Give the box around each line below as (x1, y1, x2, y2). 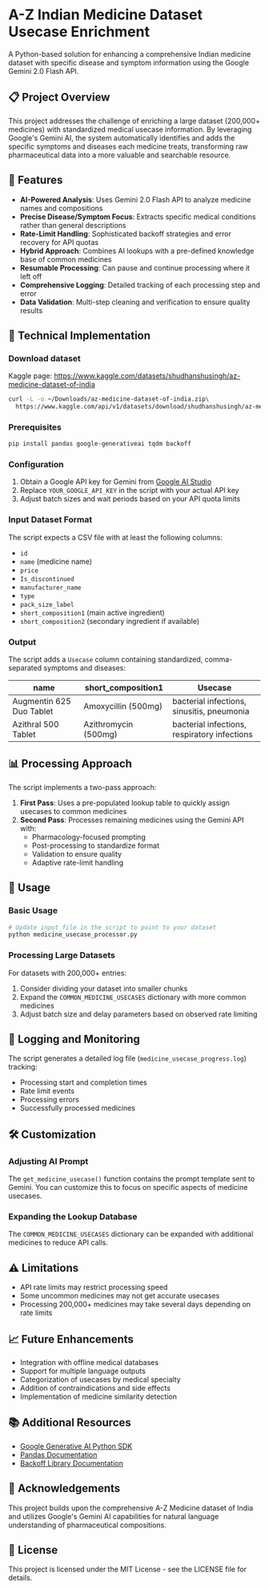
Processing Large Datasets (8, 950, 116, 961)
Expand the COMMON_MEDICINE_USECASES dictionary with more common (19, 992, 247, 1001)
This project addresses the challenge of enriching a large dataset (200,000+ (8, 116, 260, 125)
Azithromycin (83, 719, 134, 730)
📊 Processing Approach (8, 757, 132, 771)
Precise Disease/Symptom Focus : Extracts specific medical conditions (19, 211, 256, 222)
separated (8, 663, 42, 673)
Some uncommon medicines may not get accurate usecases (19, 1291, 220, 1301)
